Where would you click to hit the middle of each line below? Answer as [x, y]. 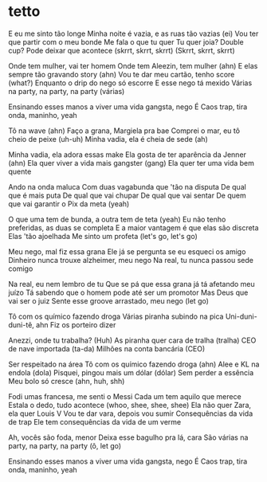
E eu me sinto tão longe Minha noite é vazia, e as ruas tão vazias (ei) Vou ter [133, 33]
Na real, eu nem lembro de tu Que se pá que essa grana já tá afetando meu [132, 284]
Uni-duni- [241, 316]
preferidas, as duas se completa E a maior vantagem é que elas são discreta [133, 227]
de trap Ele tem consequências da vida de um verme [95, 421]
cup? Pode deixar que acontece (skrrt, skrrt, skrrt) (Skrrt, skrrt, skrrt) [122, 50]
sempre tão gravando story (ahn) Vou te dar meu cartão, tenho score [122, 74]
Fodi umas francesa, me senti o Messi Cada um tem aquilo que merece [125, 396]
